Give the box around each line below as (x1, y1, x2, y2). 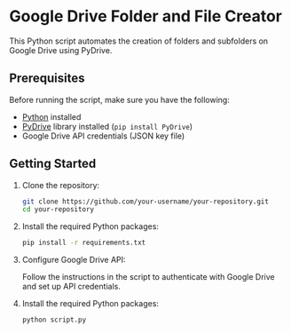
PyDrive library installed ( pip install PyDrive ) (21, 121, 193, 131)
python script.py (21, 315, 87, 325)
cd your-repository (21, 205, 95, 214)
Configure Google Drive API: (21, 255, 126, 266)
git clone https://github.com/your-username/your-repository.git (21, 197, 269, 206)
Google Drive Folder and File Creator (9, 6, 282, 27)
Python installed (21, 111, 82, 122)
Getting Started (9, 156, 97, 171)
